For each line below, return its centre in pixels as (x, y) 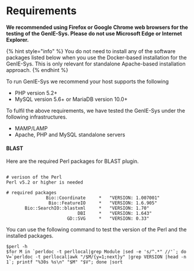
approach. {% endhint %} (37, 70)
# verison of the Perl (34, 177)
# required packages (32, 193)
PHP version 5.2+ (36, 93)
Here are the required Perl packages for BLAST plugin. (72, 161)
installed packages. (30, 236)
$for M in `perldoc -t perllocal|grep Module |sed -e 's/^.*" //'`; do (96, 252)
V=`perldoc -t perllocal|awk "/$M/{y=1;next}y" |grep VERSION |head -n (96, 257)
